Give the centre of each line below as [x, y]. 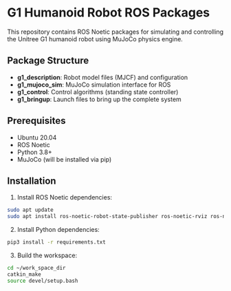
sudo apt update [30, 210]
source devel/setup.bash [43, 281]
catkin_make [24, 274]
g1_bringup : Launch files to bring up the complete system [99, 99]
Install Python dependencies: [58, 230]
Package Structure [48, 61]
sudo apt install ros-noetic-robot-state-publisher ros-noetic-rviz [107, 217]
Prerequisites [36, 121]
